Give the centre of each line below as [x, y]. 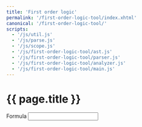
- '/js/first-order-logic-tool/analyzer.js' [69, 63]
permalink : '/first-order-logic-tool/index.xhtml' [72, 18]
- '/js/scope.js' [34, 46]
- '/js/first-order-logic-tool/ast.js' [62, 52]
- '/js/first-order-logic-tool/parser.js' [66, 57]
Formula [17, 116]
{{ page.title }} [44, 99]
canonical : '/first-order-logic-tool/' [57, 23]
